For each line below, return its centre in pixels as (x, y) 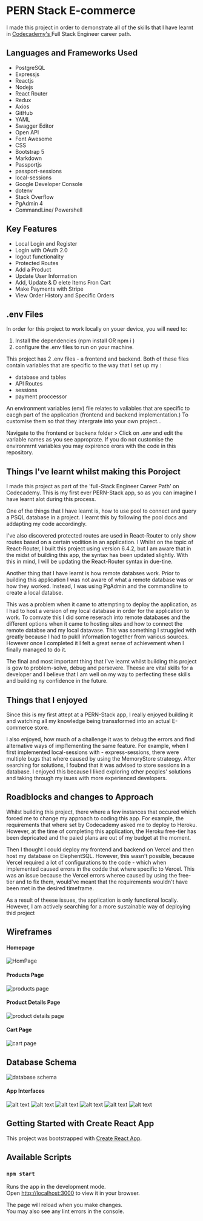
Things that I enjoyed (47, 700)
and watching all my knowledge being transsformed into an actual (88, 721)
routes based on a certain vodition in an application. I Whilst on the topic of (100, 542)
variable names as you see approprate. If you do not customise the (90, 440)
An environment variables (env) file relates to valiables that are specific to (98, 409)
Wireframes (29, 932)
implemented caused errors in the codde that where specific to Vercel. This (101, 869)
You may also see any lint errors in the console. (65, 1211)
